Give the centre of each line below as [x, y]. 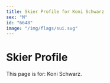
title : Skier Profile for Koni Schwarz [55, 12]
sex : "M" [17, 17]
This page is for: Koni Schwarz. [44, 74]
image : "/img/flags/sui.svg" [42, 28]
